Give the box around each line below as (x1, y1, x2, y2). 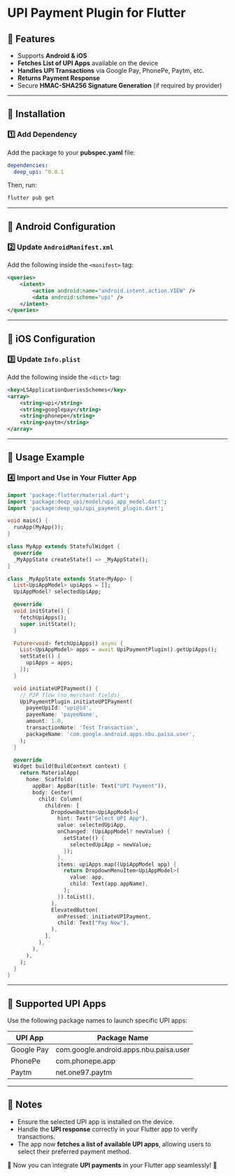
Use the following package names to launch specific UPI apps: (7, 1016, 187, 1025)
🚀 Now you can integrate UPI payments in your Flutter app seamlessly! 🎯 (7, 1161, 218, 1169)
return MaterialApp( (20, 770, 80, 777)
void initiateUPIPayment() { (13, 685, 99, 692)
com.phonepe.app (55, 1056, 116, 1066)
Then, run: (7, 181, 37, 189)
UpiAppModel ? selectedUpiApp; (13, 588, 101, 596)
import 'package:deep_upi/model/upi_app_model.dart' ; (7, 498, 168, 505)
